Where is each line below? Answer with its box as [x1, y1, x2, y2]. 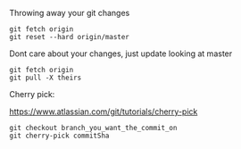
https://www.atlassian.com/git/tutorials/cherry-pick [9, 106, 198, 117]
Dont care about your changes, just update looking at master [9, 48, 233, 59]
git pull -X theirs [9, 73, 82, 82]
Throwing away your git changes [9, 8, 130, 18]
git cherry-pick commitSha [9, 131, 110, 140]
